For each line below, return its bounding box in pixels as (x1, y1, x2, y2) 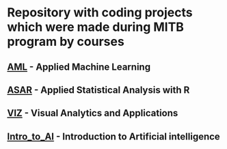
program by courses (7, 34, 124, 49)
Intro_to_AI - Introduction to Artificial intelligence (7, 131, 220, 142)
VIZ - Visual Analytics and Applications (7, 107, 178, 119)
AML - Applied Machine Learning (7, 61, 151, 72)
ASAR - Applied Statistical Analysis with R (7, 84, 190, 96)
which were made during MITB (7, 19, 185, 35)
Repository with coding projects (7, 5, 193, 21)
